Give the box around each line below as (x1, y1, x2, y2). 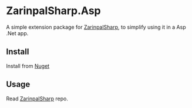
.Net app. (6, 29, 29, 36)
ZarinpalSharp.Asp (6, 4, 101, 18)
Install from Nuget (6, 62, 50, 69)
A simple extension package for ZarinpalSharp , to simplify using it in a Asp (6, 23, 186, 31)
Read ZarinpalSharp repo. (6, 95, 69, 102)
